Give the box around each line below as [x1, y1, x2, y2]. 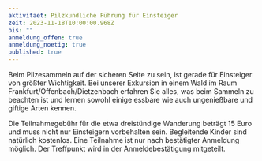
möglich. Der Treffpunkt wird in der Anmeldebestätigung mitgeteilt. [8, 144, 226, 153]
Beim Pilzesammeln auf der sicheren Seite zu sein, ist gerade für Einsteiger [8, 70, 253, 79]
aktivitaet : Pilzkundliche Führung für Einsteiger [8, 11, 178, 20]
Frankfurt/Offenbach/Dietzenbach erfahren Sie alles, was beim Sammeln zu [8, 87, 254, 95]
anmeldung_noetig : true [8, 41, 87, 49]
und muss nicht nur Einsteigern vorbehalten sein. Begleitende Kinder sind [8, 127, 247, 137]
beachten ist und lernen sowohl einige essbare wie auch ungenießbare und [8, 95, 253, 104]
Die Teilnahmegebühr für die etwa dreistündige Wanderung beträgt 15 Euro [8, 119, 253, 128]
